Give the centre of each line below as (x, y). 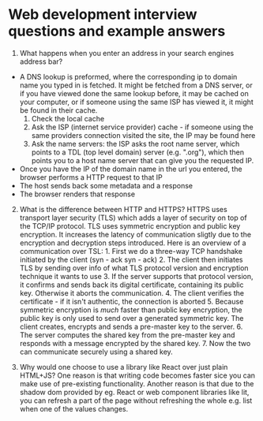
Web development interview (103, 15)
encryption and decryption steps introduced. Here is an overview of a (133, 243)
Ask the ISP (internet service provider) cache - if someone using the (143, 127)
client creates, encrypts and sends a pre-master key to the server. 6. (131, 326)
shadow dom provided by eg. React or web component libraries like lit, (134, 392)
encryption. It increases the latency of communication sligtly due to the (135, 234)
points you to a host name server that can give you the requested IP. (143, 160)
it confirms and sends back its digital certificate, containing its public (131, 285)
